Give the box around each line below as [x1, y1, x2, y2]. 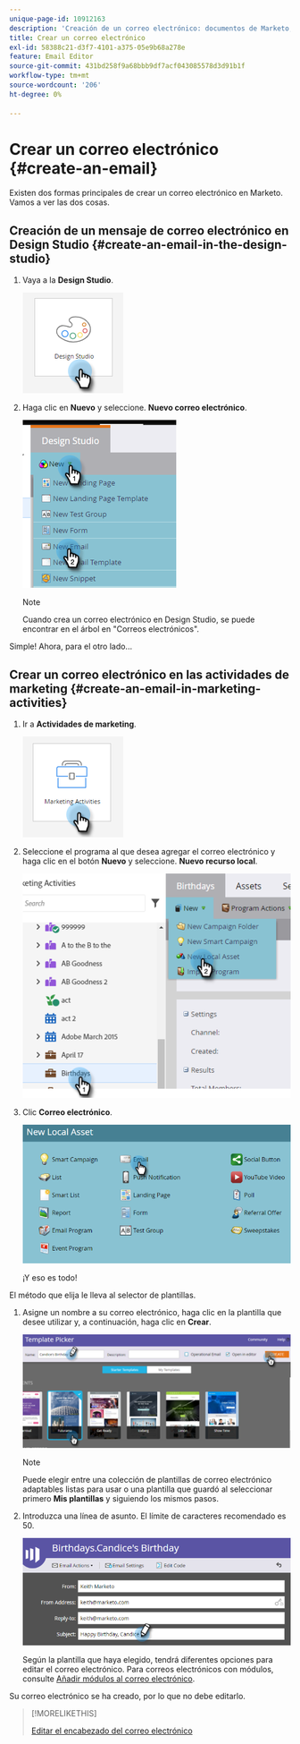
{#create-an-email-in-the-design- [91, 237, 287, 252]
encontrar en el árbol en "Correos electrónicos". [21, 624, 199, 634]
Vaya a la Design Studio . [21, 275, 114, 285]
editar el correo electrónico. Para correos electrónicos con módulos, [21, 1663, 274, 1674]
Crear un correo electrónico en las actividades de [9, 667, 290, 682]
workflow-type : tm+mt [9, 72, 90, 81]
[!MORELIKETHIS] [30, 1707, 97, 1718]
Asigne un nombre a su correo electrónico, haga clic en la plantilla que [21, 1306, 282, 1317]
